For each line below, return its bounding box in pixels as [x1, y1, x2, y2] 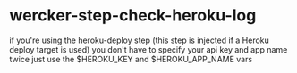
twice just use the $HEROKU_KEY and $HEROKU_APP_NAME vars [9, 53, 253, 64]
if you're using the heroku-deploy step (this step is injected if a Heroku [9, 35, 270, 45]
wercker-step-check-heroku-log [9, 5, 257, 26]
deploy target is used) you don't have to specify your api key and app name [9, 44, 288, 54]
